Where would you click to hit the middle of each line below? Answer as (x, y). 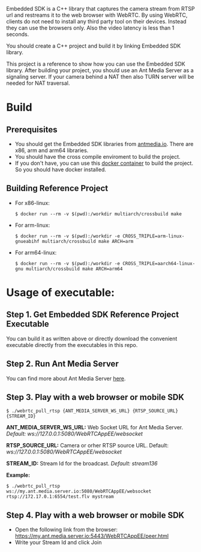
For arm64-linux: (36, 253)
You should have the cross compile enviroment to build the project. (98, 157)
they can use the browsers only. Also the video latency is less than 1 (90, 28)
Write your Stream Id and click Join (58, 542)
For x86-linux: (32, 203)
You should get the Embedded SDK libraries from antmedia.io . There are (104, 144)
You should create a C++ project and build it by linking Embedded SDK (94, 46)
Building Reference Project (57, 189)
